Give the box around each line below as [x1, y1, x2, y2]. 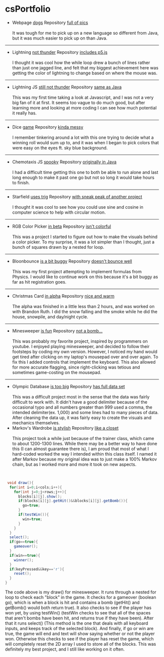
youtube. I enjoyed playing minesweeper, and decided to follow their [12, 343, 150, 349]
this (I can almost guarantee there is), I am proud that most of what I [12, 446, 149, 452]
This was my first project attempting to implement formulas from [12, 268, 142, 274]
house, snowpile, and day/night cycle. [12, 314, 88, 320]
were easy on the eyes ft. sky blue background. [12, 145, 108, 151]
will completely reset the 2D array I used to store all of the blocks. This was [5, 641, 156, 647]
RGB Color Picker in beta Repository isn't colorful [12, 223, 111, 229]
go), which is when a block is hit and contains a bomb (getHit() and [5, 600, 140, 606]
